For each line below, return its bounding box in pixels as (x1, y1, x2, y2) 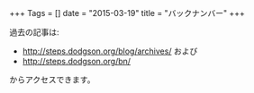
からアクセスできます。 (9, 74, 95, 85)
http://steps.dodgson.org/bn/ (22, 56, 132, 66)
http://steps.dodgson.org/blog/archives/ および (22, 46, 198, 56)
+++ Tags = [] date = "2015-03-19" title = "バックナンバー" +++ (9, 8, 246, 18)
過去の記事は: (9, 27, 60, 38)
